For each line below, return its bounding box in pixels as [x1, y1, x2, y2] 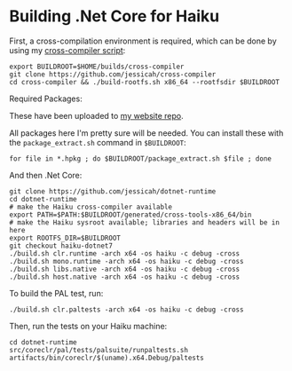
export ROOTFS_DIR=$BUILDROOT [9, 233, 122, 242]
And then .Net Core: [9, 170, 83, 180]
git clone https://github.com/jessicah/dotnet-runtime [9, 186, 217, 196]
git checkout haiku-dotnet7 [9, 241, 114, 250]
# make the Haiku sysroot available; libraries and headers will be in [9, 217, 280, 227]
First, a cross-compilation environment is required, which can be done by [9, 36, 277, 46]
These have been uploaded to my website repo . [9, 110, 184, 121]
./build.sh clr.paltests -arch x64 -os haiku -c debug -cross [9, 304, 244, 314]
